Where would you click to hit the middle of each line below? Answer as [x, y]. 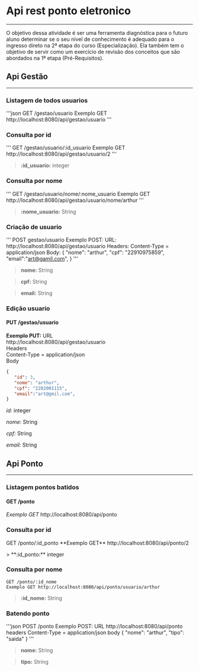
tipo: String [34, 662]
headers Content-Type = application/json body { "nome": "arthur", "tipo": [95, 633]
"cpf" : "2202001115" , [41, 388]
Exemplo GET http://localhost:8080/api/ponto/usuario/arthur [83, 587]
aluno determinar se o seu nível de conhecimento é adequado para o [90, 39]
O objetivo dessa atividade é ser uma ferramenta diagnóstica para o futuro [97, 33]
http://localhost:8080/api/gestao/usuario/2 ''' [62, 154]
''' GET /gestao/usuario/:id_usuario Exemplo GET [66, 148]
